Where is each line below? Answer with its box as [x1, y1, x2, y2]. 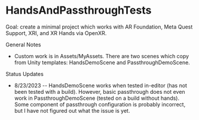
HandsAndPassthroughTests [5, 4, 152, 17]
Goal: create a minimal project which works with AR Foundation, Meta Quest [5, 23, 193, 30]
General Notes [5, 41, 41, 48]
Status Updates [5, 70, 44, 77]
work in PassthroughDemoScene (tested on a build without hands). [14, 94, 180, 102]
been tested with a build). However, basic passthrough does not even [14, 88, 186, 95]
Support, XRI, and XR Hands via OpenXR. [5, 29, 107, 36]
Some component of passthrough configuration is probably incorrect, [14, 100, 186, 108]
